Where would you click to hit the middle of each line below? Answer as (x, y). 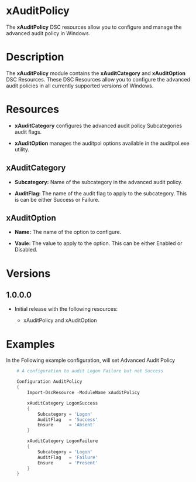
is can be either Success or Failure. (57, 199)
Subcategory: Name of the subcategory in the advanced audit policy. (99, 182)
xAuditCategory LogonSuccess (63, 403)
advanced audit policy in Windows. (48, 33)
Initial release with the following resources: (66, 309)
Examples (30, 344)
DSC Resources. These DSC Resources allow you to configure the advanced (98, 79)
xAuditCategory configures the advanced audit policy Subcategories (98, 125)
